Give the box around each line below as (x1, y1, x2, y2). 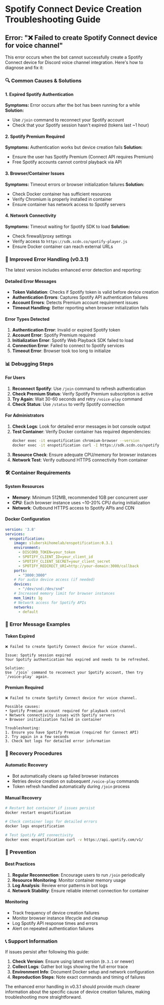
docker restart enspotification (5, 810, 71, 815)
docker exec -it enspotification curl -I (12, 443, 98, 448)
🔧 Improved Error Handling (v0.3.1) (5, 256, 89, 263)
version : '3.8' (5, 527, 36, 532)
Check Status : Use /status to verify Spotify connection (12, 401, 125, 407)
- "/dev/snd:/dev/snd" (18, 586, 65, 591)
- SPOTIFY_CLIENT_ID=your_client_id (18, 554, 93, 559)
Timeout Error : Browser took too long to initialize (12, 348, 111, 354)
